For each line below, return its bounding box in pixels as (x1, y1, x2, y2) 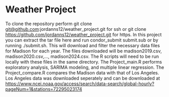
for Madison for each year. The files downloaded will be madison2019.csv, (5, 48, 162, 54)
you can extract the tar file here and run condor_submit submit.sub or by (5, 37, 159, 43)
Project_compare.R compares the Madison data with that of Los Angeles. (5, 69, 160, 75)
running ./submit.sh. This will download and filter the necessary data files (5, 42, 160, 48)
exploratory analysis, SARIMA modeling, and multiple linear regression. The (5, 64, 164, 70)
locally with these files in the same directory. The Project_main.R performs (5, 59, 162, 65)
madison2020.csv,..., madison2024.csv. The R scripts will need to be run (5, 53, 159, 60)
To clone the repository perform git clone (5, 21, 92, 27)
